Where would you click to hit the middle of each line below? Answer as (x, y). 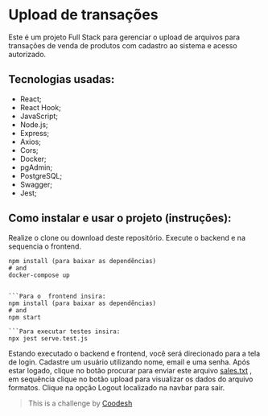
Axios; (31, 142)
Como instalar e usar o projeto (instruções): (120, 218)
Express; (35, 133)
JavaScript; (39, 116)
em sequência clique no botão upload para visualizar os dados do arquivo (131, 379)
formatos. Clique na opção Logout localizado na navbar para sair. (117, 387)
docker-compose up (39, 275)
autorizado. (27, 54)
